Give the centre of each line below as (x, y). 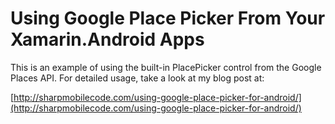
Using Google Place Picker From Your (168, 18)
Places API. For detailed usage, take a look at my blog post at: (137, 78)
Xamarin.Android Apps (107, 39)
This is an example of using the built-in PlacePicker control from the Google (166, 67)
